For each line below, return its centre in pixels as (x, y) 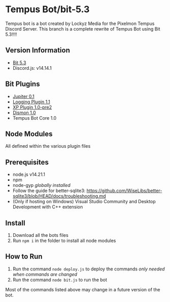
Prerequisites (27, 162)
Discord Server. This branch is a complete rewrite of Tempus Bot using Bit (83, 29)
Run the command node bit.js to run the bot (60, 280)
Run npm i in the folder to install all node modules (64, 241)
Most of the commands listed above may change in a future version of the (83, 289)
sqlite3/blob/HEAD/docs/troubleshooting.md (59, 196)
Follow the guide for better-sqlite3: (49, 191)
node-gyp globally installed (41, 185)
